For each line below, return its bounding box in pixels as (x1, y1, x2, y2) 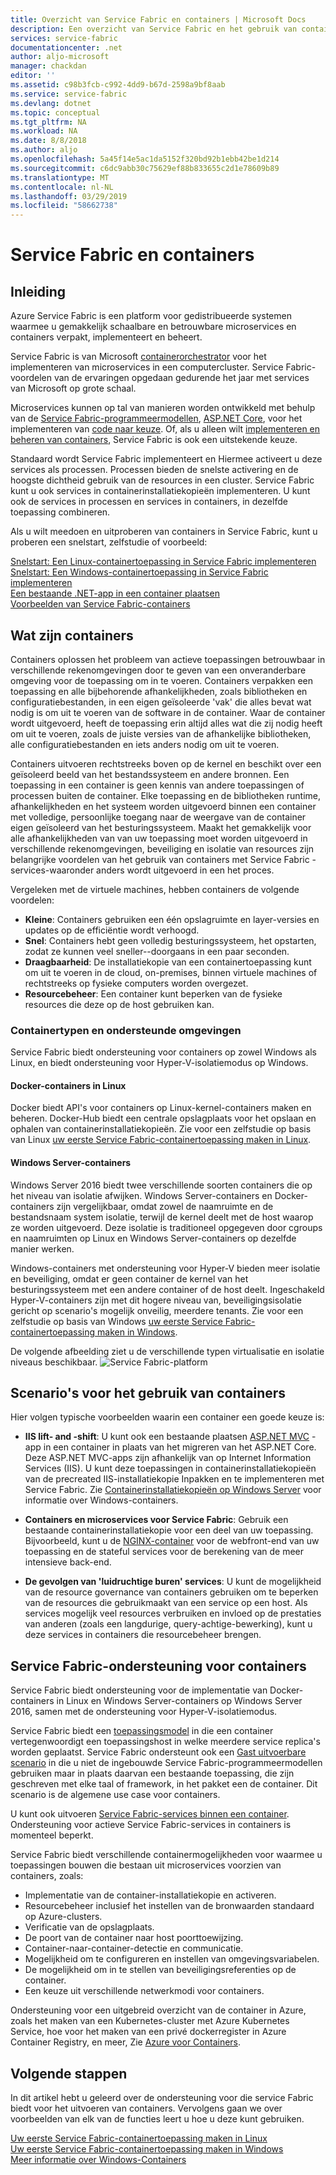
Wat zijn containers (10, 627, 134, 644)
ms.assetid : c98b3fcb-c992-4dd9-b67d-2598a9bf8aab (10, 80, 226, 90)
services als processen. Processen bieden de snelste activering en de (10, 464, 299, 476)
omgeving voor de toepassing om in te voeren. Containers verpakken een (10, 674, 313, 686)
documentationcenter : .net (10, 42, 123, 53)
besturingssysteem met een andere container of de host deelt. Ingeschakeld (10, 1283, 325, 1295)
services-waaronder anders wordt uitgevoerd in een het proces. (10, 864, 275, 876)
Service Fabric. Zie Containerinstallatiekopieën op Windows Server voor (24, 1484, 322, 1496)
